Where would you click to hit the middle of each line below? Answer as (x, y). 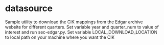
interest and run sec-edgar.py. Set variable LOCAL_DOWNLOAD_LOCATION (81, 32)
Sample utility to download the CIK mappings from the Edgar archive (74, 22)
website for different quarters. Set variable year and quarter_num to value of (82, 27)
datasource (29, 8)
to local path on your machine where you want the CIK (60, 37)
